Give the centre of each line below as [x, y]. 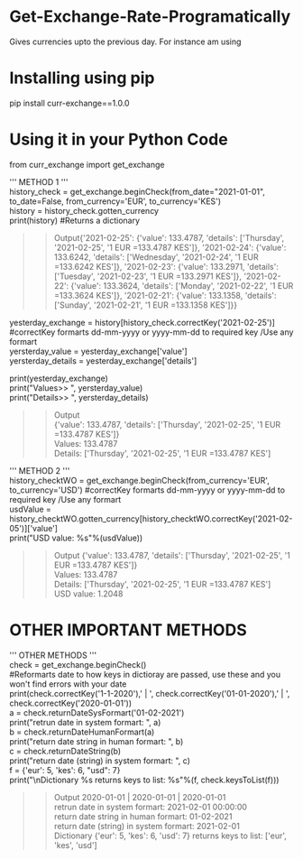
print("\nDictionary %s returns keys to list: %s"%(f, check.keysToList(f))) [144, 780]
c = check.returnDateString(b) [65, 751]
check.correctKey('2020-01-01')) [71, 703]
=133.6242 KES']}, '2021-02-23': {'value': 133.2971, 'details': [166, 266]
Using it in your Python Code [119, 139]
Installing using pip [82, 78]
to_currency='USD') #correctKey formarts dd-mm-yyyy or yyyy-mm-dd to [147, 490]
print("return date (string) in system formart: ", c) [100, 761]
